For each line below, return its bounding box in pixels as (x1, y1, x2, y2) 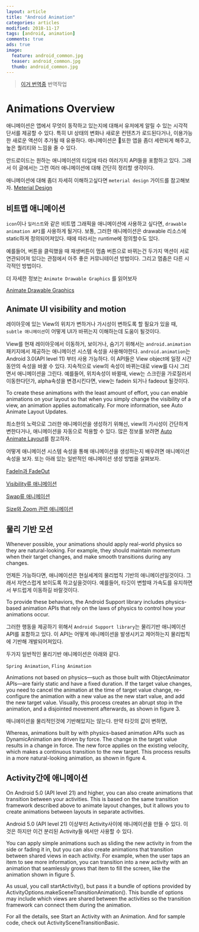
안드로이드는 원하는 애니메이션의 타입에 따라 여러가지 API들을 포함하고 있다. (6, 157, 181, 164)
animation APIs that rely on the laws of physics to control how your (23, 605, 186, 612)
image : (6, 47, 23, 53)
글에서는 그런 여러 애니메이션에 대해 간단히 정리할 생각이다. (18, 164, 155, 172)
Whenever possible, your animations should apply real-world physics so (6, 540, 182, 548)
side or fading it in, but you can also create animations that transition (6, 846, 174, 853)
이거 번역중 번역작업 (20, 81, 67, 88)
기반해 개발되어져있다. (12, 638, 63, 645)
